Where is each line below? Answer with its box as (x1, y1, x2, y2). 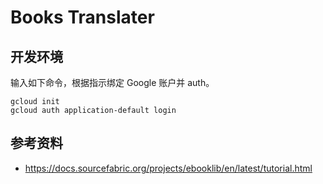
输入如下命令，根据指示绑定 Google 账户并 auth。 (10, 77, 215, 88)
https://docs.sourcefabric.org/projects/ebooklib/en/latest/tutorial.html (24, 162, 313, 174)
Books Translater (10, 6, 155, 29)
